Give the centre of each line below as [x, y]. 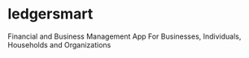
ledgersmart [50, 14]
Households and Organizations [59, 44]
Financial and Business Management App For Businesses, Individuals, [124, 36]
